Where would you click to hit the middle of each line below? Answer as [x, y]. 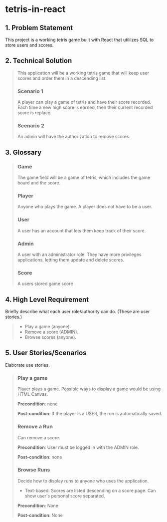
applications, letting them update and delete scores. [71, 259]
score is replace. [34, 113]
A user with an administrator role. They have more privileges [79, 254]
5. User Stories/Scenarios [46, 353]
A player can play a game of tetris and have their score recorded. [84, 102]
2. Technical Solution [39, 61]
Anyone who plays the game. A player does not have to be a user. [85, 207]
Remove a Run [35, 427]
